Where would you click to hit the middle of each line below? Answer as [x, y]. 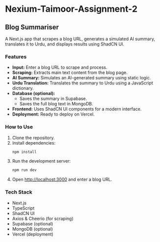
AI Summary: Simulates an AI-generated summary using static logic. [81, 78]
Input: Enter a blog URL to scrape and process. [60, 68]
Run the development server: [41, 161]
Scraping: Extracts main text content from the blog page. [70, 73]
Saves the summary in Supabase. [53, 98]
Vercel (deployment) [33, 234]
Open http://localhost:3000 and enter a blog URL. [62, 179]
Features [16, 56]
